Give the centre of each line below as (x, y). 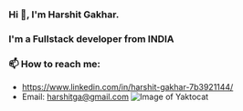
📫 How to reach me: (55, 64)
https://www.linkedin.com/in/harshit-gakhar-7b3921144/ (127, 87)
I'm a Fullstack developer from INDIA (91, 38)
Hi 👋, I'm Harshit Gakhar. (64, 15)
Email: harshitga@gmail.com (75, 97)
